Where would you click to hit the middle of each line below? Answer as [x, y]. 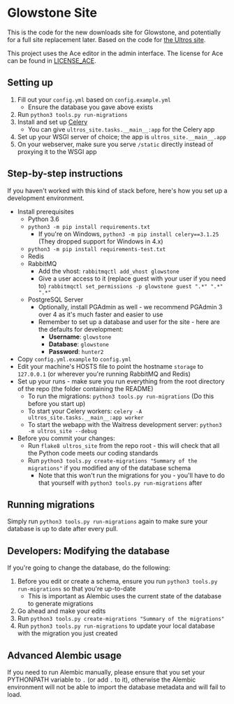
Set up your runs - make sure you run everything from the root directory [121, 381]
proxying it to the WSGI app [57, 151]
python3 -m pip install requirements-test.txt [97, 249]
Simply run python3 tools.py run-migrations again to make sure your [108, 521]
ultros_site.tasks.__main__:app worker [86, 418]
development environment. [46, 198]
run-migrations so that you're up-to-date [76, 589]
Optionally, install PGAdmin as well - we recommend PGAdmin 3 [130, 307]
